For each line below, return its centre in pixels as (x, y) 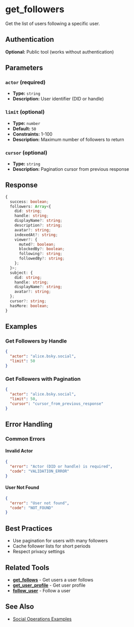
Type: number (26, 123)
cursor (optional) (26, 152)
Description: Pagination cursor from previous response (71, 169)
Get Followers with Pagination (43, 379)
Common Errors (25, 438)
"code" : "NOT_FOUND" (32, 508)
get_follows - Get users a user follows (53, 580)
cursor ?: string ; (28, 301)
